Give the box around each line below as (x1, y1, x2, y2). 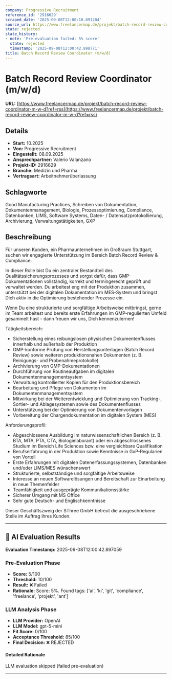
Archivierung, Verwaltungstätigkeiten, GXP (5, 218, 96, 224)
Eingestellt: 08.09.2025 (12, 151, 63, 157)
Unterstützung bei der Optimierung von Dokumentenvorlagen (12, 406, 142, 413)
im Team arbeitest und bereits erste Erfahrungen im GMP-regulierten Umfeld (5, 310, 167, 316)
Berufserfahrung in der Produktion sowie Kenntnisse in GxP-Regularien (12, 448, 163, 454)
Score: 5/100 (12, 570, 40, 577)
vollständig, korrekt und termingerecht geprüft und (44, 278, 151, 284)
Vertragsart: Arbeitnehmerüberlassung (12, 173, 96, 179)
